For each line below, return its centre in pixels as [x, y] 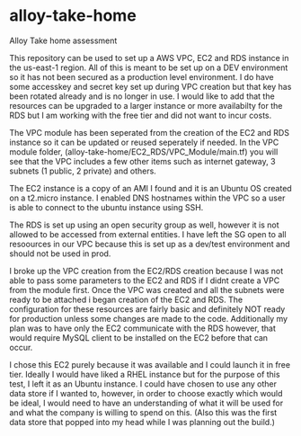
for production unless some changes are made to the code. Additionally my [149, 318]
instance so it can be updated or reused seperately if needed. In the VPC [144, 142]
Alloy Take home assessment [63, 40]
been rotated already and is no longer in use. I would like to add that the [142, 96]
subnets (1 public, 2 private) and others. [83, 171]
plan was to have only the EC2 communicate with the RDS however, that [143, 328]
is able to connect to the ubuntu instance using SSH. [106, 207]
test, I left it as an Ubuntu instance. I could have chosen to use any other [143, 384]
